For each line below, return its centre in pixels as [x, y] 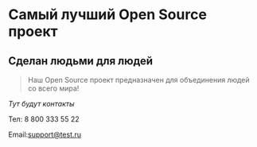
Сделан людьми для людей [81, 61]
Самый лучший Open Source [107, 15]
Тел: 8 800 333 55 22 [44, 119]
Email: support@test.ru [45, 134]
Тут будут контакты [41, 104]
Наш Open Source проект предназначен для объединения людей [138, 80]
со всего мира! [53, 88]
